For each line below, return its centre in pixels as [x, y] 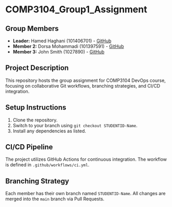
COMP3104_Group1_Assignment [76, 10]
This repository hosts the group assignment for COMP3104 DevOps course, [85, 80]
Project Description [37, 68]
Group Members [32, 29]
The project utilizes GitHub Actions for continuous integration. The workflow [86, 159]
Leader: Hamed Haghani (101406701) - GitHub [62, 41]
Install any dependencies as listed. [49, 131]
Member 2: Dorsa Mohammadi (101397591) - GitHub [68, 46]
